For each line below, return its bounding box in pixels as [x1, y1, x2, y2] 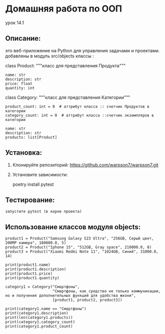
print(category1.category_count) [5, 319, 75, 324]
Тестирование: [5, 195, 55, 204]
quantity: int [5, 85, 35, 90]
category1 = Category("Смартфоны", [5, 284, 80, 289]
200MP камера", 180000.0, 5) [5, 241, 66, 246]
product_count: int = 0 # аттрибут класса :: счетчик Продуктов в [5, 104, 150, 109]
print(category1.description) [5, 311, 69, 316]
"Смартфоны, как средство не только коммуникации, [52, 289, 161, 294]
